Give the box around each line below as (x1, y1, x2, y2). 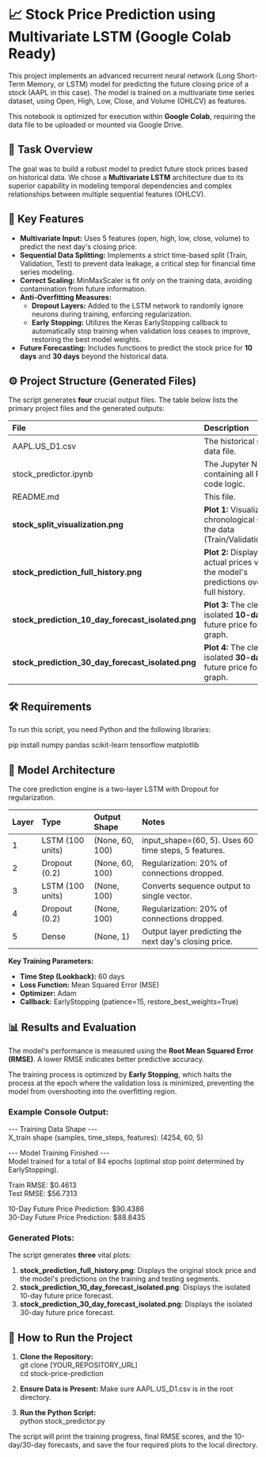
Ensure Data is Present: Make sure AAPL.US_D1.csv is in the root (19, 1384, 234, 1394)
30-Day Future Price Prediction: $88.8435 (8, 1213, 146, 1222)
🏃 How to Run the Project (8, 1331, 133, 1344)
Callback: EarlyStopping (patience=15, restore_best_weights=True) (19, 997, 239, 1006)
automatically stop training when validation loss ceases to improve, (31, 326, 251, 335)
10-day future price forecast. (19, 1291, 114, 1301)
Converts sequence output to (142, 880, 251, 891)
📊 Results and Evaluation (8, 1021, 137, 1034)
